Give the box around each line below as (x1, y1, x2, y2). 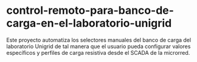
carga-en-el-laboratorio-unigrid (6, 16, 172, 30)
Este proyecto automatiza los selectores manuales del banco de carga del (6, 36, 192, 43)
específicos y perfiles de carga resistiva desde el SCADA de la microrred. (6, 49, 190, 56)
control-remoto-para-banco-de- (6, 4, 175, 17)
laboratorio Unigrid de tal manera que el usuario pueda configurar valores (6, 43, 191, 50)
